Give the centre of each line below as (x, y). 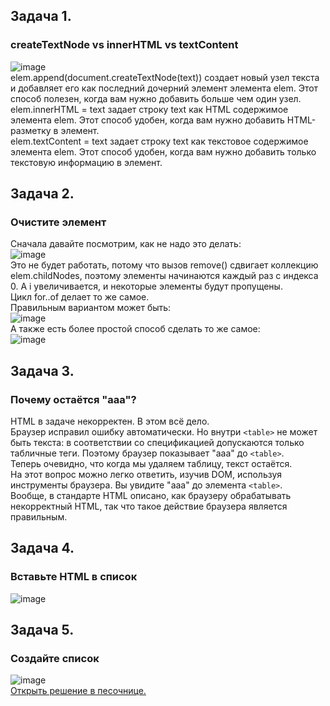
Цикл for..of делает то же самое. (80, 297)
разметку (31, 130)
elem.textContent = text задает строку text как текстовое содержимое (159, 141)
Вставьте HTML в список (74, 577)
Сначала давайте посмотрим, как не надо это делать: (126, 244)
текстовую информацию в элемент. (86, 162)
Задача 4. (42, 548)
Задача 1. (41, 16)
